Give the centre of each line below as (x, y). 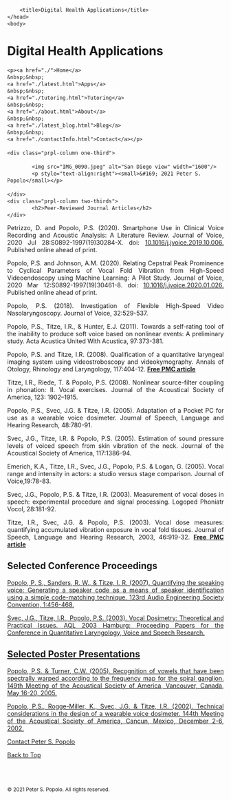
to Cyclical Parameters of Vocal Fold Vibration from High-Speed (115, 270)
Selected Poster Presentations (74, 654)
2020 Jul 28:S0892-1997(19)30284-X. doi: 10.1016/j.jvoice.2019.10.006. (115, 242)
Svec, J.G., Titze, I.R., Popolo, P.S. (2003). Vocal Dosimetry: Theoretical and (115, 618)
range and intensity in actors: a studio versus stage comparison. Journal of (115, 473)
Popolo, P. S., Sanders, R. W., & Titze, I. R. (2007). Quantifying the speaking (115, 582)
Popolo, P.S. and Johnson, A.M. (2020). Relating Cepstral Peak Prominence (115, 263)
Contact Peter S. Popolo (41, 741)
